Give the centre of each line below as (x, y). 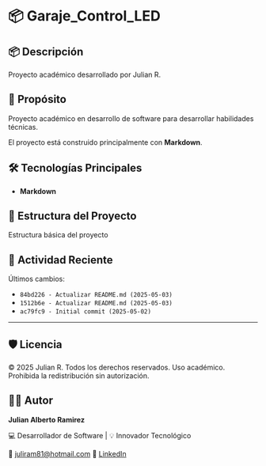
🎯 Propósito (38, 99)
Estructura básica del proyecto (58, 235)
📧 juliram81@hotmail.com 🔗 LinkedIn (67, 453)
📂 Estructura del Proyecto (72, 216)
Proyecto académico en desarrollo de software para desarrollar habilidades (131, 118)
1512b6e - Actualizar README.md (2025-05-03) (96, 303)
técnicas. (23, 127)
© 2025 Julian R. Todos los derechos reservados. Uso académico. (117, 367)
